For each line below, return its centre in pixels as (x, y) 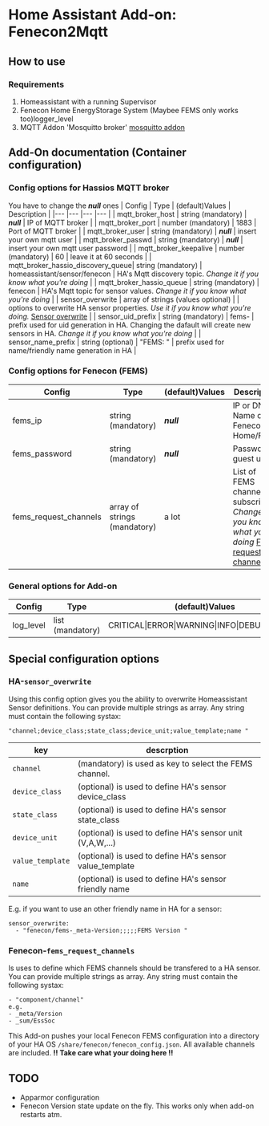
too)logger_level (46, 119)
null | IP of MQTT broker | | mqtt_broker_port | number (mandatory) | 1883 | (132, 222)
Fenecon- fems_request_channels (72, 950)
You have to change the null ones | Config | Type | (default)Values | (119, 205)
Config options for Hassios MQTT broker (89, 188)
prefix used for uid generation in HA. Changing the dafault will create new (130, 325)
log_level (29, 625)
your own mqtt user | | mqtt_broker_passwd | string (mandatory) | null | (126, 239)
